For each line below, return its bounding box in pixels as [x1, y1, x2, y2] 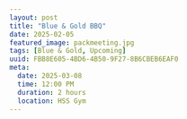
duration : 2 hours [17, 88, 87, 97]
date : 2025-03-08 [17, 72, 83, 81]
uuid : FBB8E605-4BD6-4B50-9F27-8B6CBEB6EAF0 [9, 55, 179, 64]
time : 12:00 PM [17, 80, 75, 89]
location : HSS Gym [17, 96, 87, 106]
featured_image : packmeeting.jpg [9, 38, 135, 47]
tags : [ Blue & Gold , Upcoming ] [9, 47, 127, 55]
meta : [9, 64, 30, 72]
